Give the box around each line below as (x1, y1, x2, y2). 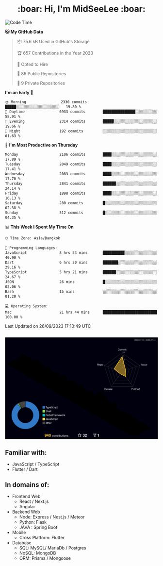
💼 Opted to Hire (16, 61, 49, 67)
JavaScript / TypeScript (12, 461, 60, 467)
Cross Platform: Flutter (19, 535, 65, 541)
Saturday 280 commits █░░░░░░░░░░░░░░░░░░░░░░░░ (5, 200, 158, 205)
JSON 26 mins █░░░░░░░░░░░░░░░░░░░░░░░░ (5, 279, 158, 284)
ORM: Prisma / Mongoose (19, 555, 71, 561)
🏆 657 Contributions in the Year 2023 (16, 50, 94, 56)
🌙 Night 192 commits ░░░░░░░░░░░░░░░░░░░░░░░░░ (5, 129, 158, 133)
